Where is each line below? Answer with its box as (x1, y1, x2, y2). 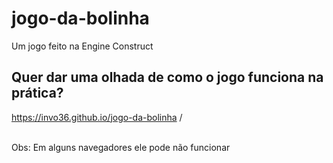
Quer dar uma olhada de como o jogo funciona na (11, 69, 324, 86)
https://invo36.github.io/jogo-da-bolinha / (11, 111, 183, 123)
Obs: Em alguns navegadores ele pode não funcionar (11, 141, 231, 153)
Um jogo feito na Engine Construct (11, 40, 154, 52)
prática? (11, 85, 64, 102)
